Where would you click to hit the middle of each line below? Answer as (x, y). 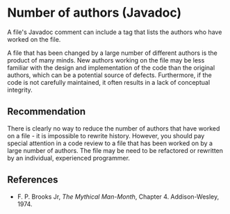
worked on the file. (34, 39)
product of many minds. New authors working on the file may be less (106, 60)
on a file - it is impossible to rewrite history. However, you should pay (106, 135)
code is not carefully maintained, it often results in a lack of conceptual (109, 82)
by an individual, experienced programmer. (69, 158)
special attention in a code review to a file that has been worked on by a (110, 143)
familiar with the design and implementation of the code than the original (111, 67)
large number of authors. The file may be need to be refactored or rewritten (115, 150)
